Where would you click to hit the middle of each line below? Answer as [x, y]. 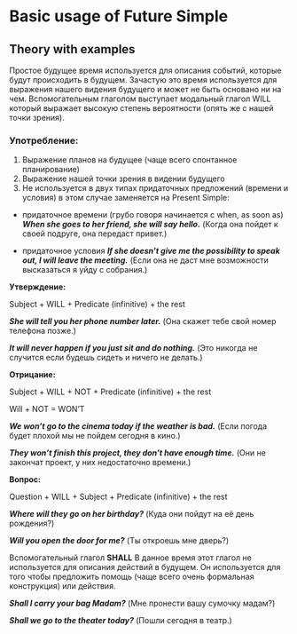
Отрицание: [32, 375]
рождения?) [32, 523]
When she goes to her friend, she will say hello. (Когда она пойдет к [150, 225]
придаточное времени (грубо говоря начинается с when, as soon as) [152, 215]
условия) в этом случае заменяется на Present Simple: [126, 198]
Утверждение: [38, 287]
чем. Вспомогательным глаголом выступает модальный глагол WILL [141, 99]
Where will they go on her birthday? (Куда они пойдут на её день [132, 514]
